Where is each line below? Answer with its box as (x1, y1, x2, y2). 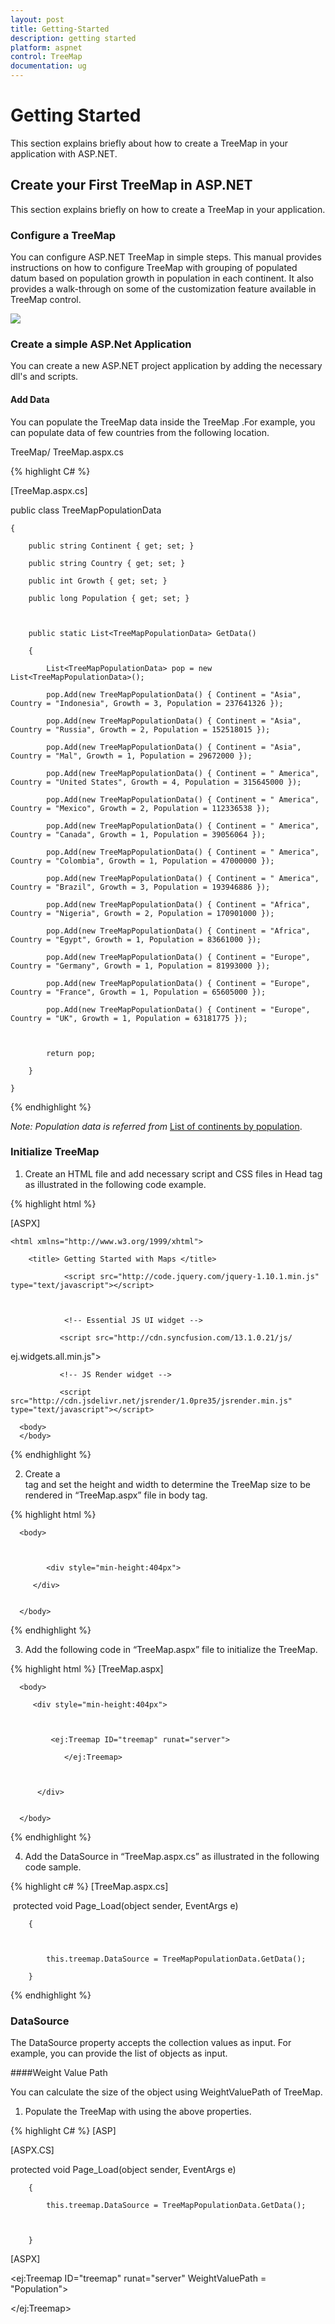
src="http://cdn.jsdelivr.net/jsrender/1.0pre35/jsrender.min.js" (10, 1396, 293, 1406)
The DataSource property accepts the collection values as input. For (10, 2037, 292, 2049)
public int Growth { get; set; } (28, 576, 168, 586)
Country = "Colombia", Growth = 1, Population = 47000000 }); (10, 856, 275, 866)
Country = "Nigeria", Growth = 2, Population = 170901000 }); (10, 908, 275, 918)
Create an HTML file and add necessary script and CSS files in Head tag (24, 1167, 323, 1180)
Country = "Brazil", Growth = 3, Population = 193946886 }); (10, 882, 271, 892)
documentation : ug (10, 61, 87, 71)
